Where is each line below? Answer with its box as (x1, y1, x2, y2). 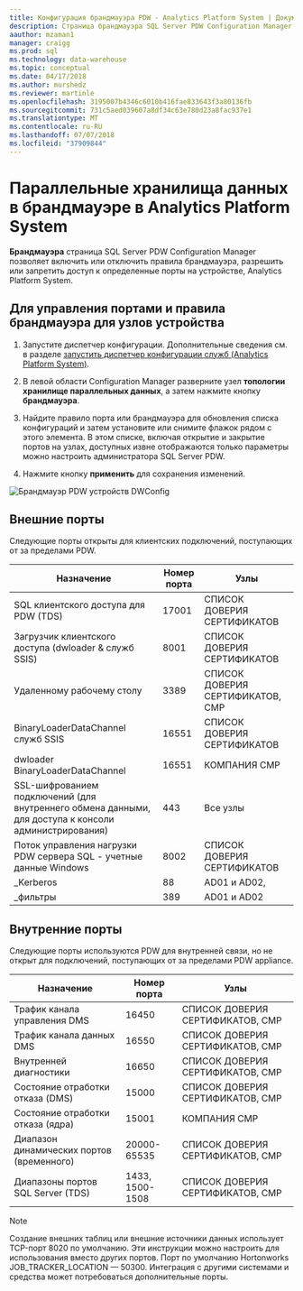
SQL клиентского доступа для (14, 599, 146, 612)
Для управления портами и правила (9, 301, 226, 317)
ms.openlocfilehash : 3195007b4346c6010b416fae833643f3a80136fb (9, 97, 252, 106)
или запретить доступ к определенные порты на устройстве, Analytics (9, 265, 282, 276)
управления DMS (14, 1014, 90, 1027)
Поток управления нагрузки (14, 839, 138, 852)
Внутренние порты (9, 921, 123, 936)
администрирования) (14, 825, 108, 837)
